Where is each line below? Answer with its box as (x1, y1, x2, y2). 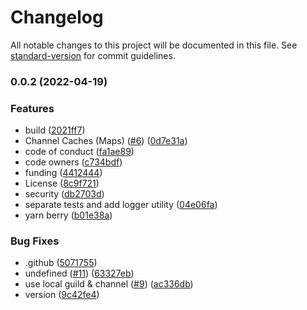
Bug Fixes (10, 234, 60, 248)
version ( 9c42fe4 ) (24, 289, 100, 301)
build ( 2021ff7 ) (24, 124, 86, 136)
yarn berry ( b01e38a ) (24, 209, 113, 221)
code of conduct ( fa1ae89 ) (24, 146, 135, 158)
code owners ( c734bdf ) (24, 156, 123, 168)
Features (10, 101, 55, 115)
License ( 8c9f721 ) (24, 177, 100, 190)
